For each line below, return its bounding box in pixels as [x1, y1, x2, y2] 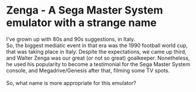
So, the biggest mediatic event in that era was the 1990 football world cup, [6, 42, 188, 49]
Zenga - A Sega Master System [6, 4, 163, 17]
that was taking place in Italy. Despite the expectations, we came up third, [6, 48, 187, 55]
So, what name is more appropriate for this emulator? [6, 79, 137, 86]
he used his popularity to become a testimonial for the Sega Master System [6, 60, 191, 68]
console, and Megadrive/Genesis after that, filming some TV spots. [6, 67, 170, 74]
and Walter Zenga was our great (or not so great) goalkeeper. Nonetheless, [6, 54, 190, 61]
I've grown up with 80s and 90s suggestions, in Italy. [6, 35, 135, 42]
